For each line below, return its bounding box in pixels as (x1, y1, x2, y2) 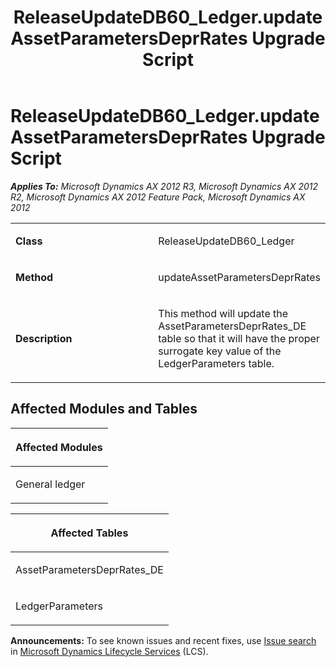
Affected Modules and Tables (10, 401, 198, 418)
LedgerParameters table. (158, 356, 275, 370)
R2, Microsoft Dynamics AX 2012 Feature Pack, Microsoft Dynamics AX (10, 191, 306, 203)
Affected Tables (50, 526, 129, 540)
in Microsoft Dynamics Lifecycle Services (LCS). (10, 645, 209, 657)
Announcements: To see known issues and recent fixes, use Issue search (10, 634, 317, 646)
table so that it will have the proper (158, 331, 320, 345)
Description (15, 331, 73, 345)
